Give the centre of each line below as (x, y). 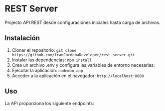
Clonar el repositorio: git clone (44, 50)
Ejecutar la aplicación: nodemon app (47, 70)
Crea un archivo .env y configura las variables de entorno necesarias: (83, 65)
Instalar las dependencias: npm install (52, 60)
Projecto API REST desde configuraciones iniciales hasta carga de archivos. (82, 22)
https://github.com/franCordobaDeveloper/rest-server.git (73, 55)
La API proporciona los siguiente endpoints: (49, 103)
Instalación (22, 38)
